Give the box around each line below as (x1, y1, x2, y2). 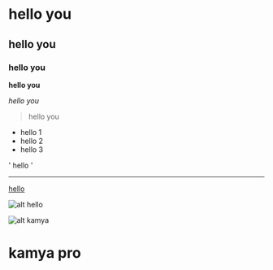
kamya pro (8, 244, 81, 263)
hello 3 (19, 144, 43, 155)
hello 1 (19, 127, 42, 137)
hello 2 (19, 136, 43, 146)
